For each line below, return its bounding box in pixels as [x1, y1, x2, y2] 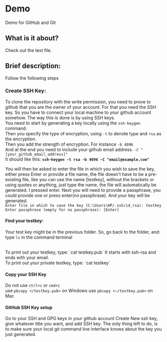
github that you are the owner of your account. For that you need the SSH [5, 104, 156, 110]
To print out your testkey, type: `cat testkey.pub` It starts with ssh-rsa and [5, 249, 156, 255]
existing [5, 176, 21, 182]
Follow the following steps [5, 75, 59, 81]
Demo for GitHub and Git [5, 19, 56, 25]
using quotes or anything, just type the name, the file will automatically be [5, 182, 157, 188]
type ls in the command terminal [5, 234, 73, 240]
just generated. [5, 332, 36, 338]
